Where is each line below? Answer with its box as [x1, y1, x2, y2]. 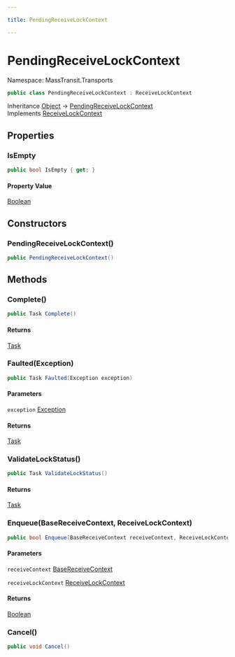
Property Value [7, 181, 52, 190]
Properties [7, 129, 55, 141]
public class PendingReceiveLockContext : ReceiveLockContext [7, 89, 192, 97]
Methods [7, 274, 48, 285]
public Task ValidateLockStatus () [7, 470, 108, 477]
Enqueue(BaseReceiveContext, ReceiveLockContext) [7, 518, 192, 528]
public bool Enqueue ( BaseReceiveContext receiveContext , [7, 534, 177, 541]
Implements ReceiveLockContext [7, 109, 103, 118]
